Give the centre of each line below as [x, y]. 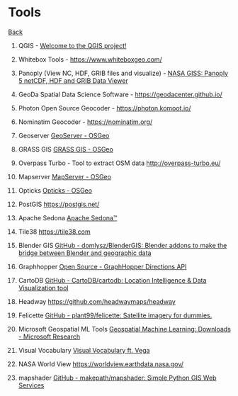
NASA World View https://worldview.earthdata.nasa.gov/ [101, 364]
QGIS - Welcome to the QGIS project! [72, 45]
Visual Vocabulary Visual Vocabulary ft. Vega [84, 350]
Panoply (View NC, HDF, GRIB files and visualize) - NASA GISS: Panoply [123, 73]
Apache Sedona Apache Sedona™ [68, 217]
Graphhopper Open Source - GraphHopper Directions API [102, 266]
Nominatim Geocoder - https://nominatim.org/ [85, 122]
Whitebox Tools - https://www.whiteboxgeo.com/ [90, 59]
